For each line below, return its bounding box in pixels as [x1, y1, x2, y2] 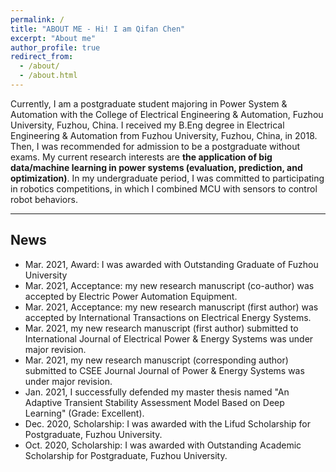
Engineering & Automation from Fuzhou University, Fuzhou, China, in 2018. [10, 129, 318, 141]
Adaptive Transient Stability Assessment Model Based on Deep [24, 396, 285, 408]
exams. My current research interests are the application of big [10, 151, 273, 163]
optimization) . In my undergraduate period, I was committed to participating [10, 172, 325, 184]
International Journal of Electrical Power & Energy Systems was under [24, 332, 314, 345]
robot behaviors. [10, 193, 78, 205]
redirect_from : [10, 52, 74, 62]
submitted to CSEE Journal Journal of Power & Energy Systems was [24, 364, 305, 376]
